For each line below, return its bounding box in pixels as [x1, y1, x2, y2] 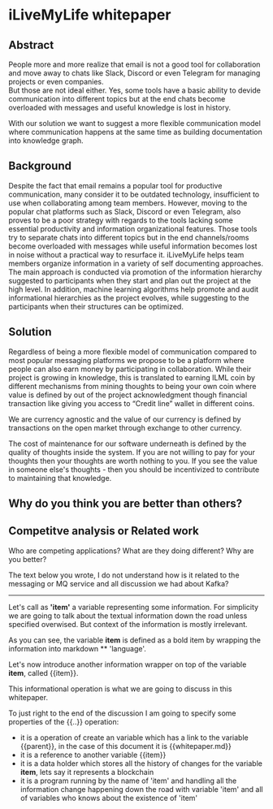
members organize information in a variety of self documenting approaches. [8, 258, 264, 268]
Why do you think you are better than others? [8, 497, 243, 511]
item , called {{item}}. [8, 668, 79, 677]
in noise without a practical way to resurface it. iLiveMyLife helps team [8, 249, 245, 259]
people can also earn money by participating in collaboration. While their [8, 364, 252, 374]
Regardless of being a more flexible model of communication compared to [8, 347, 258, 357]
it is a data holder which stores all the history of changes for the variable [19, 758, 262, 768]
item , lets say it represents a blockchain [19, 767, 154, 777]
